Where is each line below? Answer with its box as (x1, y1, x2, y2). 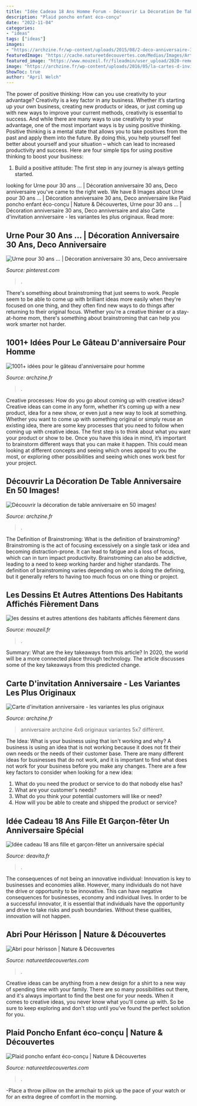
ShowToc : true (6, 69, 41, 75)
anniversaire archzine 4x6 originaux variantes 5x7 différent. (20, 726, 165, 733)
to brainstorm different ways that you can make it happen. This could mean (6, 440, 188, 447)
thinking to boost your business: (6, 153, 84, 160)
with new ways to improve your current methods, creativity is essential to (6, 109, 183, 117)
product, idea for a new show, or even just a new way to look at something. (6, 409, 188, 416)
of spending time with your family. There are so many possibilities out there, (6, 985, 189, 992)
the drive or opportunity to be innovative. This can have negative (6, 888, 162, 895)
